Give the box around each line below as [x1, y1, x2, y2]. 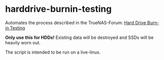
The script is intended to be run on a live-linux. [5, 49, 101, 55]
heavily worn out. [5, 39, 41, 45]
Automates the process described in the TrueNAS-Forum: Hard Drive [5, 20, 147, 26]
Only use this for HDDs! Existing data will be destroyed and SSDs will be [5, 34, 154, 40]
